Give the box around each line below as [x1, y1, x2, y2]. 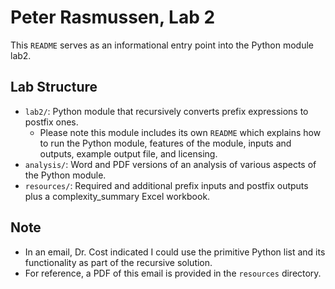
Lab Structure [10, 79, 98, 96]
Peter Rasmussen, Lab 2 [10, 6, 216, 29]
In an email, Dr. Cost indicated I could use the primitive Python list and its [24, 246, 326, 258]
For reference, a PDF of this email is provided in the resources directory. [24, 267, 322, 279]
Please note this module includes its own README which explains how [39, 126, 322, 138]
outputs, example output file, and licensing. [39, 147, 218, 160]
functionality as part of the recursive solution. [24, 256, 213, 268]
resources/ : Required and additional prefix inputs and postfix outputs [24, 179, 309, 191]
